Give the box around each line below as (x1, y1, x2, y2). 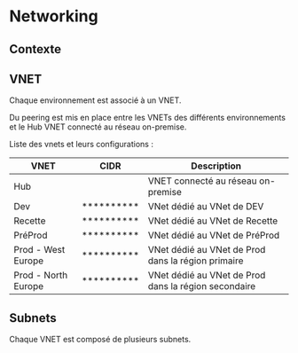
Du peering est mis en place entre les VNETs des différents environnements (9, 113, 286, 123)
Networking (9, 6, 99, 27)
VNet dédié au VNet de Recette (147, 215, 278, 227)
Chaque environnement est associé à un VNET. (9, 95, 182, 106)
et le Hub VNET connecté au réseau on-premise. (9, 122, 187, 132)
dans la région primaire (147, 255, 244, 267)
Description (190, 160, 242, 172)
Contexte (9, 42, 62, 57)
